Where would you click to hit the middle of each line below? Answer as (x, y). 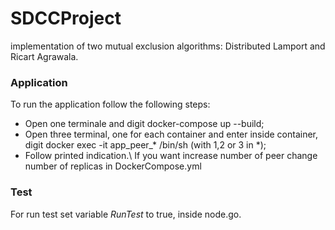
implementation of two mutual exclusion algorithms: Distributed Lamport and (168, 46)
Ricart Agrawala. (44, 56)
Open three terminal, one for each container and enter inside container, (171, 134)
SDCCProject (66, 18)
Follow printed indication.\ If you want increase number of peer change (171, 156)
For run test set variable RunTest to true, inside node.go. (126, 214)
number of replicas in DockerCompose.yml (113, 166)
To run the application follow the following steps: (110, 104)
